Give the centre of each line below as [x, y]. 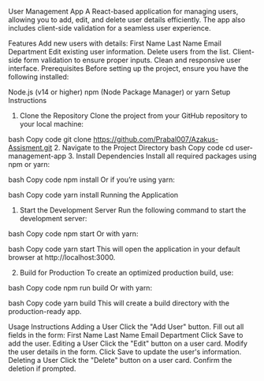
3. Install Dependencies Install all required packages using [162, 156]
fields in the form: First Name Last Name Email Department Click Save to [126, 335]
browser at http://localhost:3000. [62, 257]
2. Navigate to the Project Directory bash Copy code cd [144, 148]
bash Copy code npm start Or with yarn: [73, 234]
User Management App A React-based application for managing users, [123, 11]
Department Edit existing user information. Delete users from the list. [119, 52]
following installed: [39, 77]
